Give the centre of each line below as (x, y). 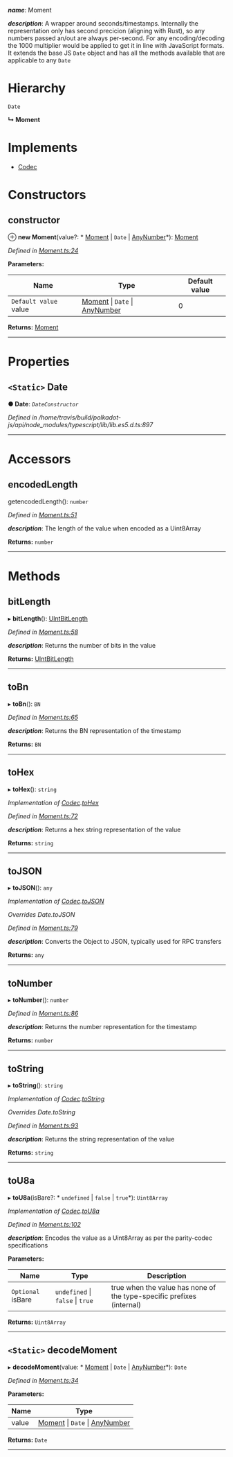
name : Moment (30, 10)
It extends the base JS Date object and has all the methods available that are (116, 53)
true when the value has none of (164, 1287)
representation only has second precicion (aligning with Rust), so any (106, 31)
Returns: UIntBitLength (41, 659)
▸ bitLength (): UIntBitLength (48, 618)
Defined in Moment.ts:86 (43, 1014)
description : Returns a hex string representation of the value (94, 829)
